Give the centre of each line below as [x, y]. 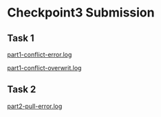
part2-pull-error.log [35, 106]
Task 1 [21, 38]
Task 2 [22, 90]
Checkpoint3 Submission [81, 13]
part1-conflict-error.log [40, 54]
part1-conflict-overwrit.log [44, 68]
